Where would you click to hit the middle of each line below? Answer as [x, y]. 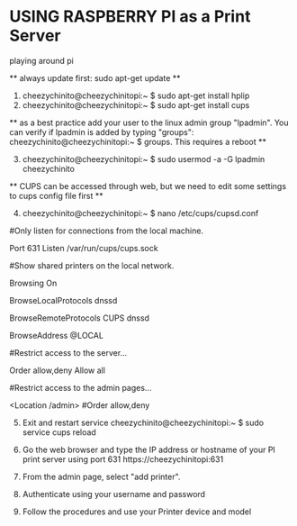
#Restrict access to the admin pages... [81, 387]
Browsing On [33, 283]
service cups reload [59, 432]
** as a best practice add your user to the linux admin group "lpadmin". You [149, 122]
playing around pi [41, 60]
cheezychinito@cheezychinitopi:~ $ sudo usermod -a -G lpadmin [144, 159]
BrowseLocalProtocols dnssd [63, 300]
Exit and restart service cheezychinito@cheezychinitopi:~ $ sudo [143, 422]
